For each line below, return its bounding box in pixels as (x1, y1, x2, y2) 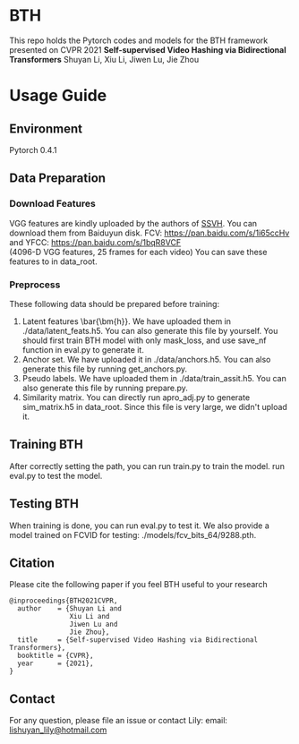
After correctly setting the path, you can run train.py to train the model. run (9, 460, 285, 471)
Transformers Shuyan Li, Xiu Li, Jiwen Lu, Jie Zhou (9, 54, 200, 64)
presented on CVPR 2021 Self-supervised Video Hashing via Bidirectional (9, 44, 286, 55)
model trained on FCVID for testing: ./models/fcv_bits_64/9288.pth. (9, 529, 257, 540)
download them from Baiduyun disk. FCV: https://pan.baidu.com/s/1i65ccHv (9, 227, 290, 238)
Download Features (9, 198, 96, 210)
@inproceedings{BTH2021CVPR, (9, 596, 118, 605)
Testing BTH (9, 496, 79, 511)
